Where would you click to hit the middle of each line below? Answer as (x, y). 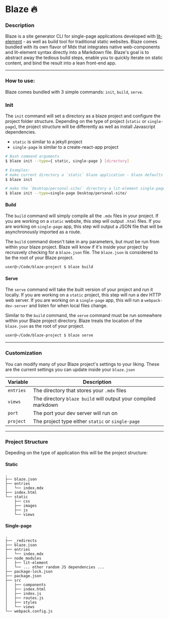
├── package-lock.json (29, 572)
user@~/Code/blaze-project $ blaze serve (49, 335)
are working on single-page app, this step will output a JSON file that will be (84, 227)
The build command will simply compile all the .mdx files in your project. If (82, 216)
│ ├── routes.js (24, 598)
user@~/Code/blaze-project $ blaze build (49, 267)
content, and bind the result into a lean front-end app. (61, 63)
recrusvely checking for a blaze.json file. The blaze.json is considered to (82, 253)
